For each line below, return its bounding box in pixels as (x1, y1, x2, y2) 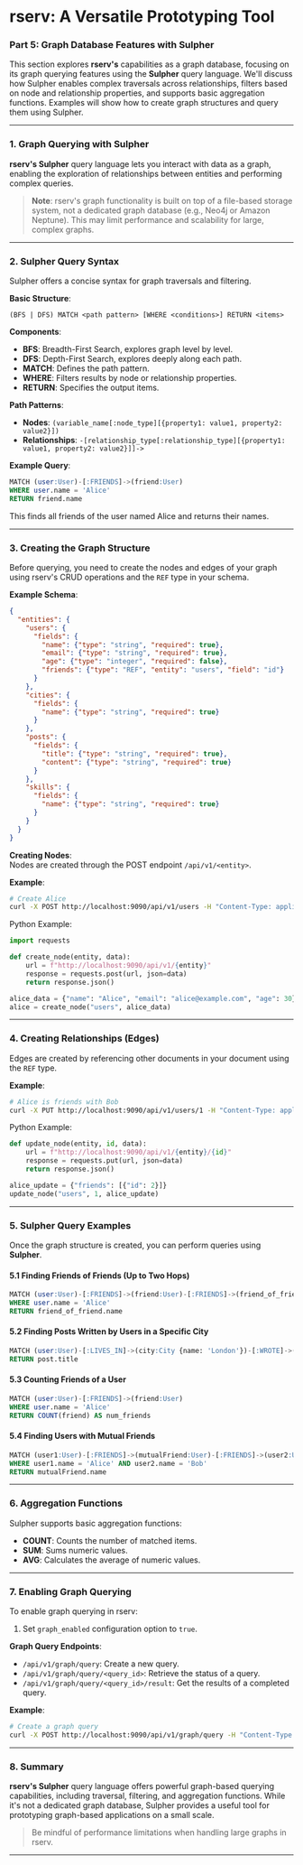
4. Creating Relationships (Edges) (9, 1032, 160, 1044)
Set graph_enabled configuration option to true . (22, 1623, 198, 1634)
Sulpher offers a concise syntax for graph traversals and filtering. (9, 275, 252, 286)
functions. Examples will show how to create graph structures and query (9, 97, 279, 108)
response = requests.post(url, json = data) (25, 969, 188, 979)
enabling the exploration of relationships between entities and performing (9, 168, 282, 179)
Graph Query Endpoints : (9, 1641, 102, 1651)
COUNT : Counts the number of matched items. (22, 1535, 197, 1545)
